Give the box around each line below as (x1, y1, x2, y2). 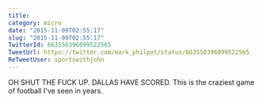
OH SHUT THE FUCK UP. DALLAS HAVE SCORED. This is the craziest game (8, 77, 255, 87)
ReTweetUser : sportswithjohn (8, 56, 105, 64)
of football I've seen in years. (8, 86, 103, 95)
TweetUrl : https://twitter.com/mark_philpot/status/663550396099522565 (8, 48, 250, 56)
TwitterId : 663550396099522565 (8, 41, 112, 49)
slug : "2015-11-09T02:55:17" (8, 33, 105, 42)
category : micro (8, 19, 62, 27)
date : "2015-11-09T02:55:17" (8, 26, 105, 34)
